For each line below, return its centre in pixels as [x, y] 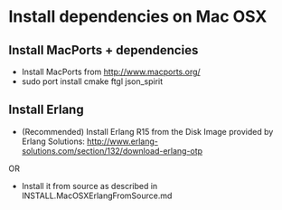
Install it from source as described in [89, 186]
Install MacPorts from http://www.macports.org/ [111, 72]
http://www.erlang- [122, 141]
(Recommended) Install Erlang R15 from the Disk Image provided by [147, 131]
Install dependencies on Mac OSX [138, 17]
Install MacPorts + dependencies [103, 50]
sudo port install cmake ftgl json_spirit [92, 81]
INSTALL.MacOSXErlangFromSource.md [97, 196]
